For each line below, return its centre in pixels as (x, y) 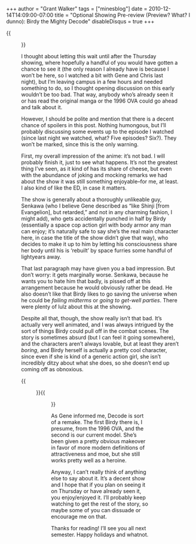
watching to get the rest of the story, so (99, 504)
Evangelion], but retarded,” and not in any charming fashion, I (97, 212)
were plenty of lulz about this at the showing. (76, 306)
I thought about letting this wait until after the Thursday (89, 56)
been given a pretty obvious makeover (98, 441)
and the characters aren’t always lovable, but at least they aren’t (100, 344)
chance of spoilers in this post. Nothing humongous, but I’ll (94, 125)
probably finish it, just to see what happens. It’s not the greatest (99, 162)
